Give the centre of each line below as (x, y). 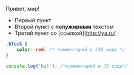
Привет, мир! (23, 9)
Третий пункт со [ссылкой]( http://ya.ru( (65, 33)
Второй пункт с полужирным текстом (64, 27)
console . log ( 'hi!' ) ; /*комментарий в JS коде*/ (67, 66)
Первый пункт (33, 20)
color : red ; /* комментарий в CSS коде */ (71, 49)
